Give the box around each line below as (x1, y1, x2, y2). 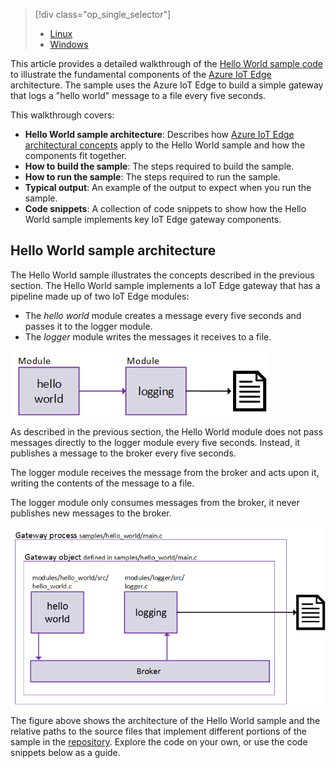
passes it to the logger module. (24, 320, 153, 332)
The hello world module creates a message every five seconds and (24, 309, 302, 321)
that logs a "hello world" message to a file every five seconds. (10, 90, 267, 101)
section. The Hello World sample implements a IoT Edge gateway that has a (10, 279, 321, 291)
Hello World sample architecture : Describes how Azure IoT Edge (24, 129, 295, 140)
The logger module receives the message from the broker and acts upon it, (10, 466, 320, 478)
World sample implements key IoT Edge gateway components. (24, 214, 282, 225)
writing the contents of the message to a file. (10, 477, 195, 489)
